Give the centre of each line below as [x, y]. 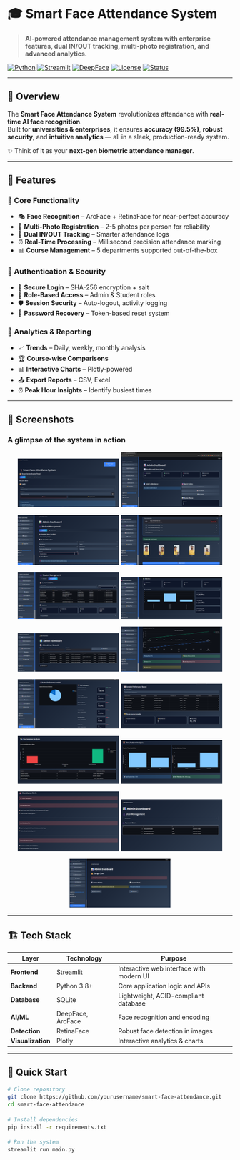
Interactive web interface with [162, 968]
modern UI [134, 976]
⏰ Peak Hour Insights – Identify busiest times [85, 390]
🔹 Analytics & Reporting [49, 332]
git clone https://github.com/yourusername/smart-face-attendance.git [115, 1097]
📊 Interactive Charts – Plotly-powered [75, 370]
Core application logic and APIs [164, 986]
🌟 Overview [34, 97]
